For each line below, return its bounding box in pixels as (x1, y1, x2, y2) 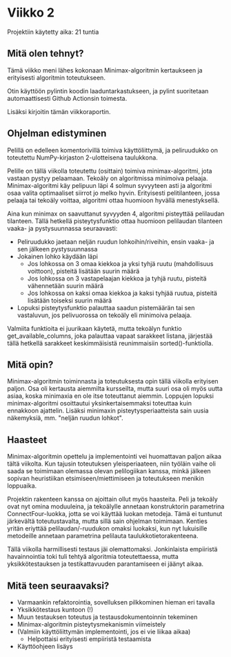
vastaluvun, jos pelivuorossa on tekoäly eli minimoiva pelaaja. (17, 311, 192, 319)
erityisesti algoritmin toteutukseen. (7, 73, 106, 82)
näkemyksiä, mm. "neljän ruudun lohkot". (7, 414, 123, 422)
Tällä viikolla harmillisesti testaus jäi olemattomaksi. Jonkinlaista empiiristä (7, 545, 218, 553)
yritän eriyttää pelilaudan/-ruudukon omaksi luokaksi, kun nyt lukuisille (7, 524, 208, 533)
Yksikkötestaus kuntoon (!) (17, 606, 94, 613)
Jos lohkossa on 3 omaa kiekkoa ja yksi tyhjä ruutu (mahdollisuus (27, 259, 214, 267)
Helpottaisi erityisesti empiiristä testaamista (27, 635, 152, 643)
